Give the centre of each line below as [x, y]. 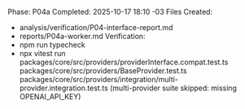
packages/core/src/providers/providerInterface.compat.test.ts [124, 62]
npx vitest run [42, 53]
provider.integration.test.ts [64, 88]
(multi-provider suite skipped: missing [173, 88]
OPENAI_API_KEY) [50, 96]
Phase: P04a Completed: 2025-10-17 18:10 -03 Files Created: [110, 12]
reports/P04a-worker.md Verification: [82, 36]
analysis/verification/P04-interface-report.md [96, 27]
